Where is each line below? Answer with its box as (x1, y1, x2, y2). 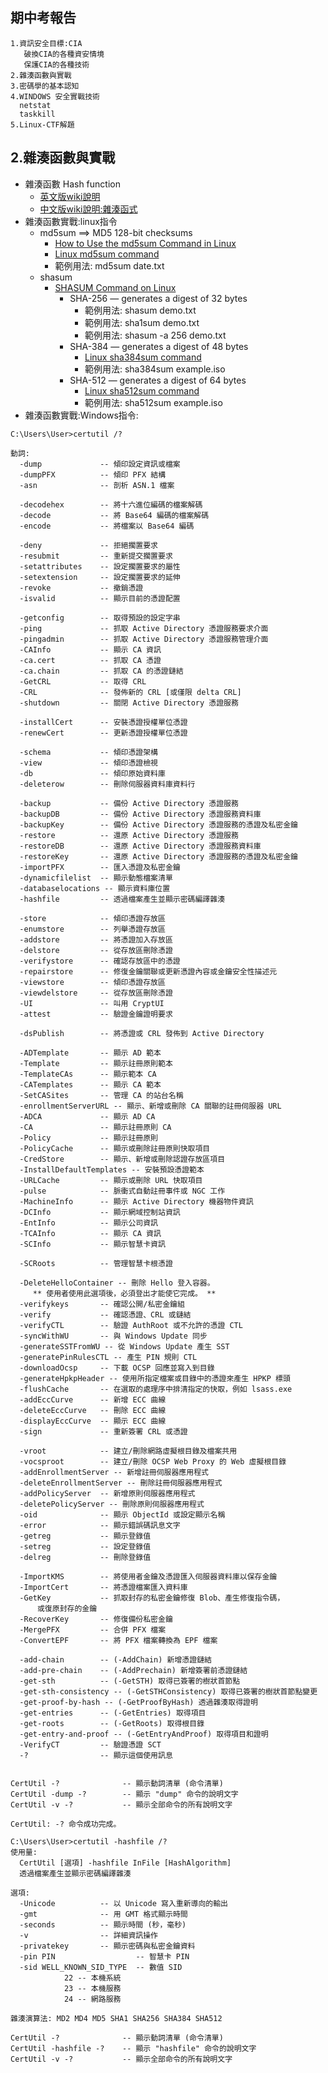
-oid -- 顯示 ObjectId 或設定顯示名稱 (19, 1509, 226, 1520)
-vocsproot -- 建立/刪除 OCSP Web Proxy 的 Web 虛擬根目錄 (19, 1456, 287, 1467)
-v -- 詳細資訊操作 (19, 1930, 159, 1940)
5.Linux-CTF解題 (10, 119, 75, 130)
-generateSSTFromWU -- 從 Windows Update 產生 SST (19, 1341, 230, 1352)
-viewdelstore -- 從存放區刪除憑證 (19, 988, 173, 998)
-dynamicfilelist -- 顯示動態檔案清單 (19, 873, 173, 883)
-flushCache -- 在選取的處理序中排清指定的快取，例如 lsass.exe (19, 1384, 293, 1394)
